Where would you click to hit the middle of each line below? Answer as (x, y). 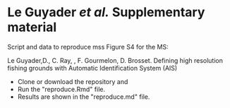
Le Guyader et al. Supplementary (106, 12)
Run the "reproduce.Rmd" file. (61, 89)
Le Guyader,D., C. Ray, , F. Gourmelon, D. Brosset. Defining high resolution (115, 60)
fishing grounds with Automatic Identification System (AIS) (92, 68)
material (32, 27)
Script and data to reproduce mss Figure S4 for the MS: (88, 47)
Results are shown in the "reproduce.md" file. (84, 97)
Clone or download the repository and (73, 81)
